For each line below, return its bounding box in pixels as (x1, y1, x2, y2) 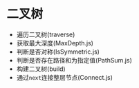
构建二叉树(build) (16, 65, 66, 73)
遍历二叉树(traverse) (16, 30, 75, 38)
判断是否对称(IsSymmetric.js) (16, 47, 100, 56)
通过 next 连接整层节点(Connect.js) (16, 73, 113, 81)
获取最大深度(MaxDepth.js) (16, 38, 94, 47)
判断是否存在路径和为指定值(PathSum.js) (16, 56, 133, 64)
